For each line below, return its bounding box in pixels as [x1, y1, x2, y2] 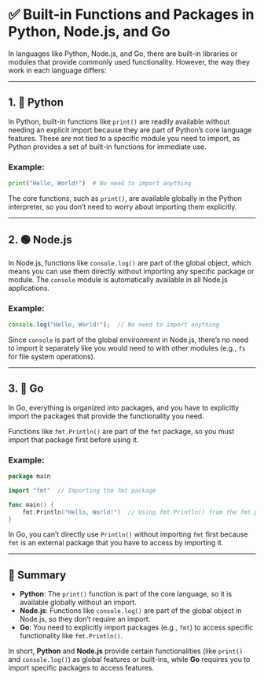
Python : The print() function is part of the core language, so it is [19, 589, 233, 599]
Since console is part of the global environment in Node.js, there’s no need [8, 335, 249, 344]
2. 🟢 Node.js [8, 233, 72, 247]
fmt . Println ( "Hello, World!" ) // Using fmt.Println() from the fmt [22, 508, 251, 516]
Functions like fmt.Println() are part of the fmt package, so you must [8, 426, 235, 436]
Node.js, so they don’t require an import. [19, 615, 151, 624]
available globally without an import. [19, 597, 137, 608]
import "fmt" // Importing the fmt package [8, 486, 156, 494]
